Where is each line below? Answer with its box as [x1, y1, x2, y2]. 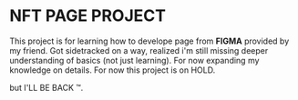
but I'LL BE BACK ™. [9, 82, 84, 93]
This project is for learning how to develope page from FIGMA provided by [9, 35, 290, 46]
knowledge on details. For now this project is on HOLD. [9, 65, 216, 75]
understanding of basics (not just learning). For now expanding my [9, 55, 260, 65]
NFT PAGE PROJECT [9, 5, 167, 26]
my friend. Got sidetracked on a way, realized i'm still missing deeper [9, 45, 269, 55]
